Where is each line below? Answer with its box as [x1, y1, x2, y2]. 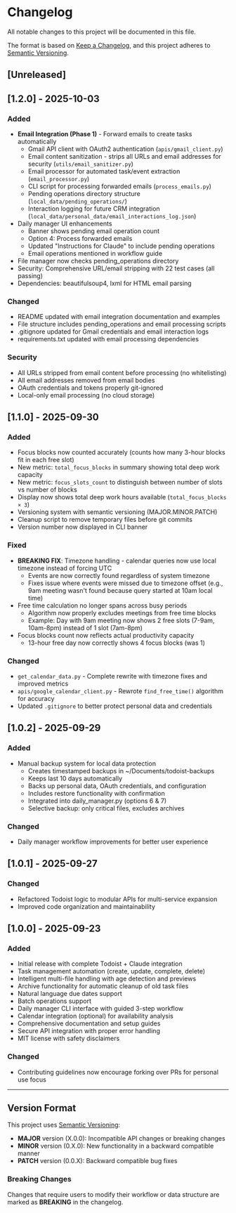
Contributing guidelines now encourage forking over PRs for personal [17, 1068, 219, 1076]
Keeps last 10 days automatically [27, 774, 123, 782]
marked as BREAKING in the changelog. [7, 1198, 124, 1206]
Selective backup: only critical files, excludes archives [27, 804, 185, 812]
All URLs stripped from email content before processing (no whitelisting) [17, 368, 227, 376]
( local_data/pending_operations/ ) [27, 197, 128, 206]
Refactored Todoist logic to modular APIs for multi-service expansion [17, 895, 218, 903]
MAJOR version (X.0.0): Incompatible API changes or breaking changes [17, 1134, 226, 1143]
